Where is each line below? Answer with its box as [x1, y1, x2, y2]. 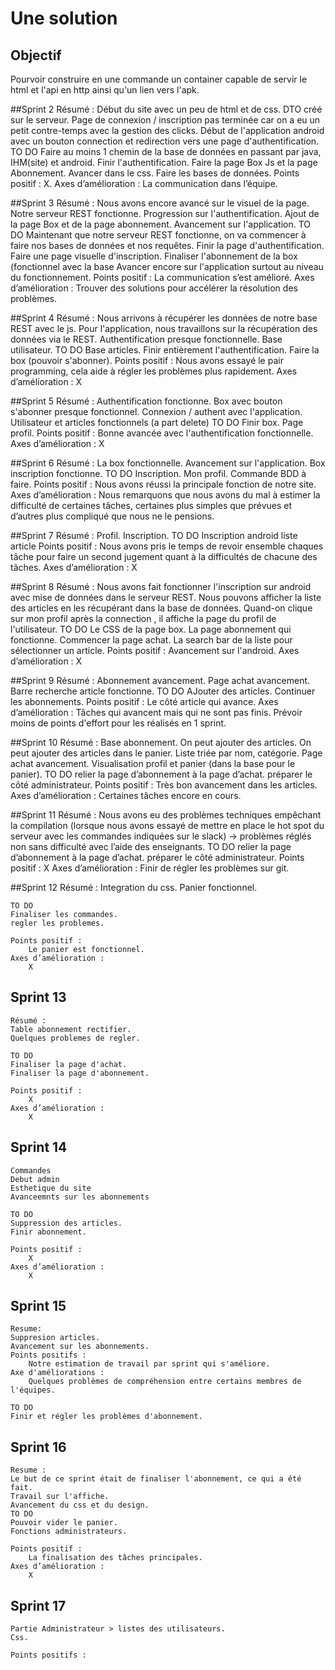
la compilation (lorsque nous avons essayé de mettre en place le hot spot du [10, 820, 325, 831]
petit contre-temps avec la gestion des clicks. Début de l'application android [10, 125, 325, 136]
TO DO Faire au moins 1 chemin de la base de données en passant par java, [10, 146, 322, 157]
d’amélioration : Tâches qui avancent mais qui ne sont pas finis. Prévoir [10, 707, 303, 718]
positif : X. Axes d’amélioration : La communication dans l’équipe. [10, 178, 278, 189]
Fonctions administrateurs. [10, 1527, 128, 1537]
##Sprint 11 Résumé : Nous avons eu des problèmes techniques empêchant [10, 809, 322, 821]
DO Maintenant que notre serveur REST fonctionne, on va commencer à [10, 229, 307, 241]
